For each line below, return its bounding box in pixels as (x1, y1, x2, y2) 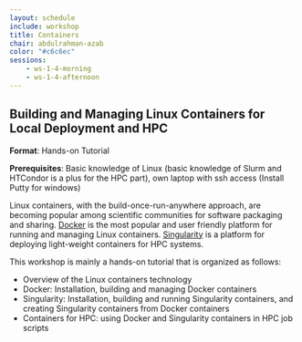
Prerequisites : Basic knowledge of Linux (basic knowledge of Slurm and (9, 162, 282, 173)
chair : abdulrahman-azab (9, 38, 104, 48)
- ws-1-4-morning (26, 65, 92, 74)
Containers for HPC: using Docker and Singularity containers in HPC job (22, 312, 294, 324)
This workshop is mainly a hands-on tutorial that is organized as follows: (9, 256, 281, 267)
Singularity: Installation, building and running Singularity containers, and (22, 293, 294, 304)
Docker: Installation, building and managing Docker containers (22, 284, 257, 295)
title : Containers (9, 30, 79, 39)
